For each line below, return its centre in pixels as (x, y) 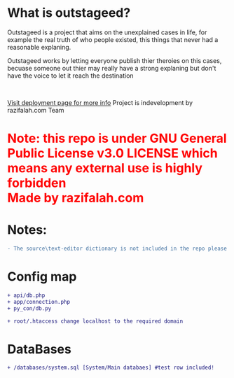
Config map (42, 277)
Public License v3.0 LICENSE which (113, 154)
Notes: (27, 230)
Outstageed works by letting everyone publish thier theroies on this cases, (115, 60)
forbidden (37, 183)
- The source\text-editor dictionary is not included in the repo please (117, 249)
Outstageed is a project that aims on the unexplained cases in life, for (107, 32)
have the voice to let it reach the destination (71, 76)
